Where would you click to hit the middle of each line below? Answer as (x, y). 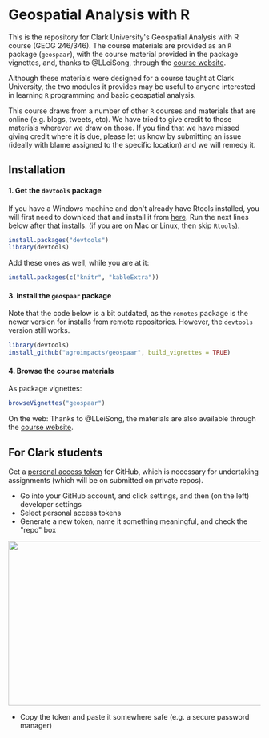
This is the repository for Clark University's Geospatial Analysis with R (123, 37)
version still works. (39, 330)
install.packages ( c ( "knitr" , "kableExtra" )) (84, 278)
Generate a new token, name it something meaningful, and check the (134, 521)
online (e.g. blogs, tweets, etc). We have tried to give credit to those (120, 119)
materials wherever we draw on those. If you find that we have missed (124, 128)
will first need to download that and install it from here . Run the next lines (129, 217)
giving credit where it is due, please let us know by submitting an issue (125, 136)
